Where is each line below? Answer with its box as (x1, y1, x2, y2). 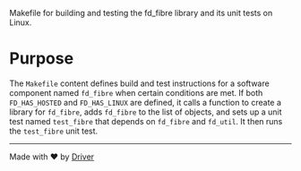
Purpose (9, 48, 74, 69)
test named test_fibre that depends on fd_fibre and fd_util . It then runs (9, 115, 283, 126)
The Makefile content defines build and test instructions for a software (9, 78, 271, 89)
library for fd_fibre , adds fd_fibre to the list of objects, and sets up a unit (9, 107, 282, 117)
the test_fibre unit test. (9, 125, 99, 136)
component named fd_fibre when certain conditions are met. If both (9, 87, 263, 98)
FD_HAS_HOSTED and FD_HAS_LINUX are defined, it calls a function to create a (9, 97, 282, 107)
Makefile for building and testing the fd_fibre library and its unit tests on (9, 8, 273, 18)
